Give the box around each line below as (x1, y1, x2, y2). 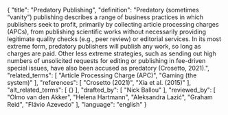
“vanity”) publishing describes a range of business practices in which (7, 13, 204, 21)
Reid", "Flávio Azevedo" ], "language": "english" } (7, 101, 147, 108)
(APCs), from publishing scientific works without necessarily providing (7, 27, 207, 36)
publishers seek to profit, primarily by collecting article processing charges (7, 21, 219, 28)
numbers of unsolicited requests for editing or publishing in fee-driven (7, 57, 206, 64)
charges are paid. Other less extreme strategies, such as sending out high (7, 49, 216, 57)
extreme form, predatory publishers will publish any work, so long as (7, 42, 201, 50)
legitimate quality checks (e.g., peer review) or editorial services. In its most (7, 35, 222, 43)
